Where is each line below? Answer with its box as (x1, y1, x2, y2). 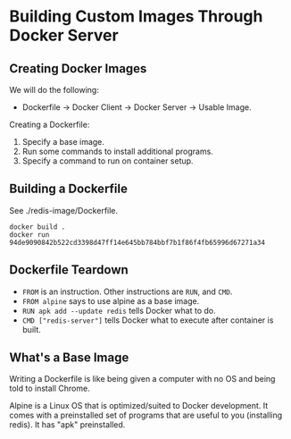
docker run (9, 230, 50, 239)
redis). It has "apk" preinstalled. (9, 419, 126, 430)
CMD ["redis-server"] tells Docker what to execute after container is (21, 315, 274, 325)
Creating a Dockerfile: (9, 119, 90, 130)
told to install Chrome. (9, 383, 91, 394)
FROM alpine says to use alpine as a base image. (21, 295, 200, 306)
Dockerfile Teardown (9, 262, 129, 278)
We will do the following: (9, 85, 100, 95)
